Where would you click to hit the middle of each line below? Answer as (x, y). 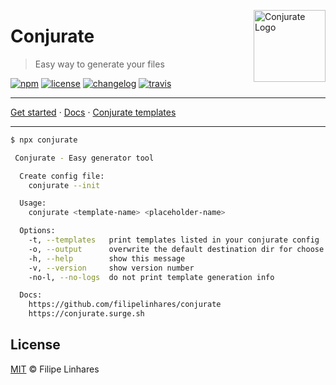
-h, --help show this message (107, 258)
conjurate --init (64, 185)
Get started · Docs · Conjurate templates (93, 112)
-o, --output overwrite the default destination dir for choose (176, 249)
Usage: (33, 203)
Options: (37, 231)
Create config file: (62, 176)
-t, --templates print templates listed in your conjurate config (174, 240)
